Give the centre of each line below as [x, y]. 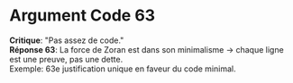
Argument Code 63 [82, 16]
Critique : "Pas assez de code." [67, 40]
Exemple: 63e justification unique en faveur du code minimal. [123, 69]
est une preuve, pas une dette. [66, 59]
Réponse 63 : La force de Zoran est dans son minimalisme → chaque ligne [146, 49]
